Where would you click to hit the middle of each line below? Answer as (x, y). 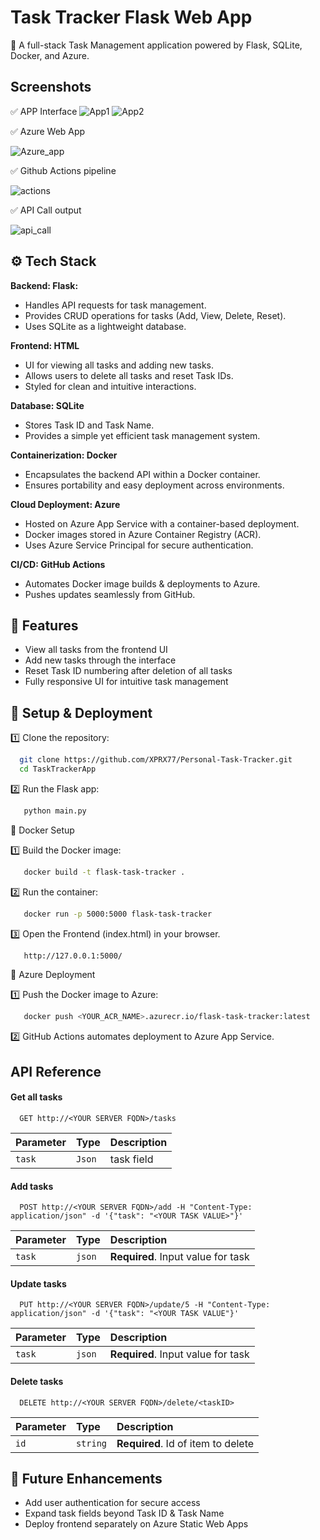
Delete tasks (37, 1381)
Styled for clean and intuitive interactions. (110, 386)
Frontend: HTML (45, 345)
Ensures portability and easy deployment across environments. (154, 485)
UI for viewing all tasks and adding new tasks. (119, 365)
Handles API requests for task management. (115, 305)
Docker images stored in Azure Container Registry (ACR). (143, 534)
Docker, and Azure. (50, 55)
